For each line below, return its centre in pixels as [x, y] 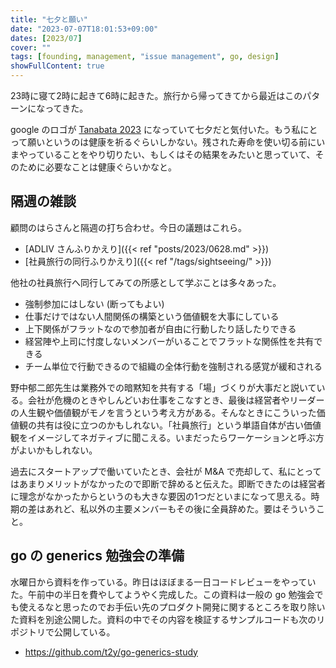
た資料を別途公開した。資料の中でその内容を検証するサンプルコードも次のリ [168, 619]
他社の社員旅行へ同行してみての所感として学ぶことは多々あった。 [146, 282]
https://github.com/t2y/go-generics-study [111, 652]
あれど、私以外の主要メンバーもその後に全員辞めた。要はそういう [180, 508]
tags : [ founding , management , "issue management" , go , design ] [145, 57]
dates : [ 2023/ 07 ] [46, 38]
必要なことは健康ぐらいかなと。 [110, 167]
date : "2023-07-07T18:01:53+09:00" [84, 29]
